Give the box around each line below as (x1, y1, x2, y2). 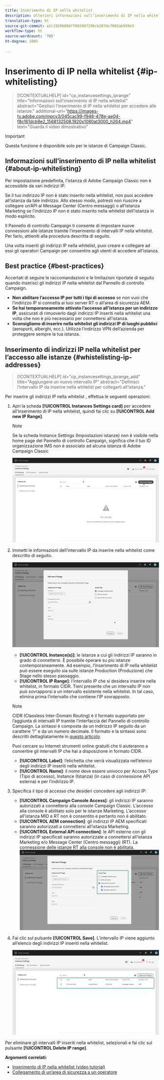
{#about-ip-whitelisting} (5, 165, 82, 173)
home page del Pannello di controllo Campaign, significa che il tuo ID (12, 438, 151, 443)
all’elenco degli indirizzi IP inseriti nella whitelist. (12, 940, 109, 946)
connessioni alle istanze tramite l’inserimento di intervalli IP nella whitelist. (5, 228, 154, 234)
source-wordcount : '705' (5, 34, 56, 39)
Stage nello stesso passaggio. (19, 673, 80, 679)
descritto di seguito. (12, 553, 53, 559)
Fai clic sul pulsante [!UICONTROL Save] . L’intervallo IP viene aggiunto (12, 935, 155, 941)
